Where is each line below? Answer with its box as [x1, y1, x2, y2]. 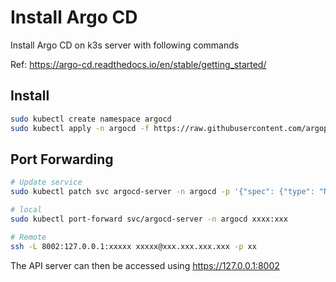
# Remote [10, 232, 47, 242]
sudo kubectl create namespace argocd [10, 114, 172, 124]
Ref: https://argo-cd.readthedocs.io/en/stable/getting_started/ [10, 58, 267, 70]
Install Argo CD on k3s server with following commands [10, 39, 240, 51]
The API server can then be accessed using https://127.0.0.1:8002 [10, 259, 280, 271]
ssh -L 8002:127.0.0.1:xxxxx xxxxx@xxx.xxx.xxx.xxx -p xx [10, 241, 257, 251]
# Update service [10, 177, 83, 188]
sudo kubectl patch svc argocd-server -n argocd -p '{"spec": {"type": [10, 187, 315, 197]
